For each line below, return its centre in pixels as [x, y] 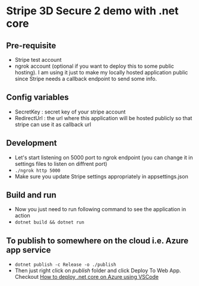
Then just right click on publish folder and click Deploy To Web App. [98, 271]
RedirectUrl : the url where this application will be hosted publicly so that [103, 118]
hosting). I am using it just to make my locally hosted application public [101, 72]
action [23, 216]
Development [32, 143]
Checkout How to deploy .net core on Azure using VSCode [87, 277]
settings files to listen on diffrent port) [61, 164]
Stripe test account [38, 60]
